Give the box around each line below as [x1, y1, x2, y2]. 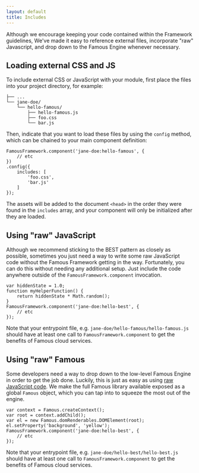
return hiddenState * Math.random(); [17, 293, 110, 299]
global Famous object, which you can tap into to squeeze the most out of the [6, 389, 191, 396]
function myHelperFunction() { [6, 288, 84, 295]
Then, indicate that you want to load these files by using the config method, [6, 130, 192, 137]
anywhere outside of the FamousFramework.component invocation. [6, 271, 162, 278]
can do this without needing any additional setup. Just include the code [6, 265, 181, 272]
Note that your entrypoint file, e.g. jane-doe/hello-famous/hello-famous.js [6, 325, 189, 332]
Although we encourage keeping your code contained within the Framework [6, 30, 192, 37]
